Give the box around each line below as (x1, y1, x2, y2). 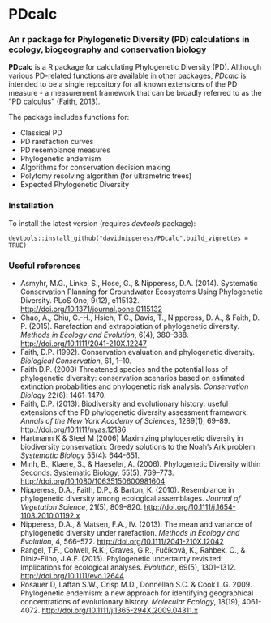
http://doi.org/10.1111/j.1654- (144, 502, 237, 512)
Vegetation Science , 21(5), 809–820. (19, 502, 143, 512)
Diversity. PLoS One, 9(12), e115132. (19, 296, 140, 305)
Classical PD (19, 128, 62, 138)
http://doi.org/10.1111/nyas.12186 (19, 425, 127, 434)
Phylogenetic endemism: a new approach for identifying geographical (19, 588, 254, 598)
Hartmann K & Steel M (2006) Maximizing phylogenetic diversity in (19, 433, 243, 443)
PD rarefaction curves (19, 137, 94, 147)
